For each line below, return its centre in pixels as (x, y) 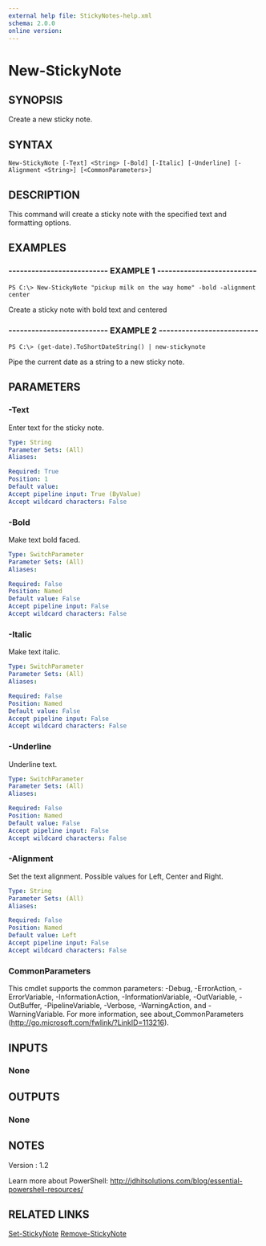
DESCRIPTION (44, 195)
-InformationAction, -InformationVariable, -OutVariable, (147, 997)
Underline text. (33, 764)
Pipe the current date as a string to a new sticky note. (97, 362)
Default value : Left (43, 936)
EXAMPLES (37, 248)
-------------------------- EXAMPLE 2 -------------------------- (133, 330)
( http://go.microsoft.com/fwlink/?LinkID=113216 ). (89, 1023)
